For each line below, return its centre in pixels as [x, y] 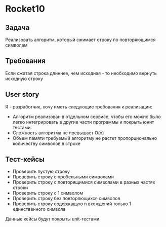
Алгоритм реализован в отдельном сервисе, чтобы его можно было [87, 117]
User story [22, 94]
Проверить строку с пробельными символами [63, 177]
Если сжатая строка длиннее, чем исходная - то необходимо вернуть [81, 73]
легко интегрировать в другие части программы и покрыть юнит [83, 122]
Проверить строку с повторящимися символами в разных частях [84, 182]
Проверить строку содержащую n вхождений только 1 [72, 204]
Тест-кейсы [25, 159]
